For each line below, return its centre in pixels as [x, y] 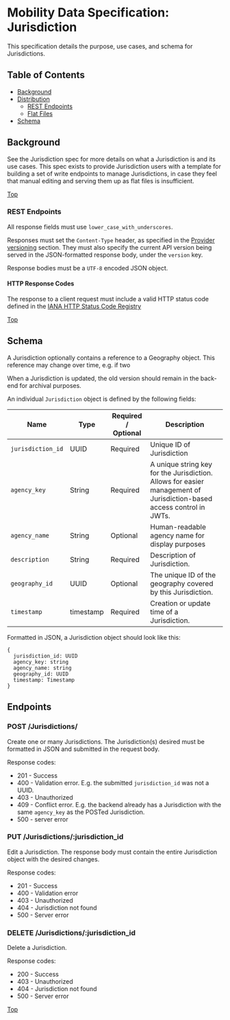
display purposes [178, 544]
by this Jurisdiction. [182, 592]
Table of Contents [46, 75]
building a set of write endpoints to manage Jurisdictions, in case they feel [112, 174]
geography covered [182, 583]
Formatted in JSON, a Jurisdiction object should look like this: [94, 637]
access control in [178, 507]
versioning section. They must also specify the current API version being [110, 247]
